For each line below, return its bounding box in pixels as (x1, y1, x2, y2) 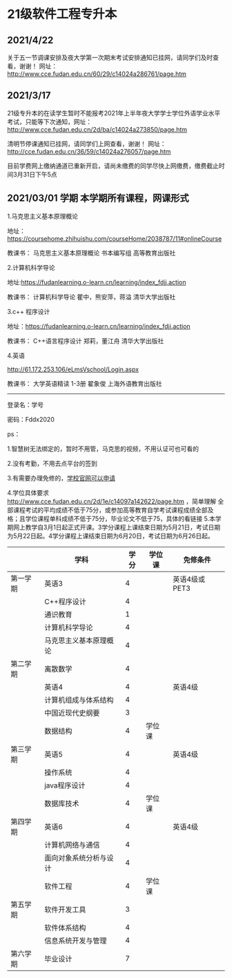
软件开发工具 (44, 905, 86, 915)
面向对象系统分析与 (44, 853, 107, 863)
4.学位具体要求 (7, 488, 50, 497)
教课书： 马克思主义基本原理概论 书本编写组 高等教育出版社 (7, 248, 176, 257)
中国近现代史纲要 (44, 708, 100, 718)
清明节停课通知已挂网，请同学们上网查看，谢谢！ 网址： (7, 139, 166, 148)
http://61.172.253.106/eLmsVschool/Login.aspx (7, 365, 139, 373)
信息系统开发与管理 (44, 936, 107, 946)
